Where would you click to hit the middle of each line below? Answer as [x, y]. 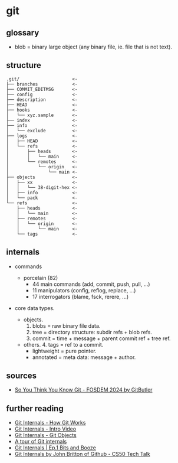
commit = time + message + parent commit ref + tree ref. [101, 338]
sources [22, 376]
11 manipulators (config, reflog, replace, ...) [84, 290]
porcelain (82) [41, 278]
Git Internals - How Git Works [50, 423]
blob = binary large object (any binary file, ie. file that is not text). [93, 47]
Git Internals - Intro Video [45, 429]
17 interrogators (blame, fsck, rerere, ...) [80, 296]
